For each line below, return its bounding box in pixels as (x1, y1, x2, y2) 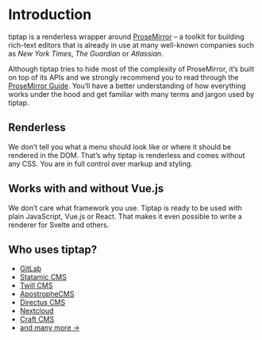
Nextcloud (19, 306, 54, 315)
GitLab (19, 264, 42, 273)
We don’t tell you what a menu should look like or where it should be (8, 141, 232, 152)
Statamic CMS (19, 272, 67, 282)
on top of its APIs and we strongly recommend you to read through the (8, 72, 239, 82)
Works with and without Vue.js (8, 182, 164, 195)
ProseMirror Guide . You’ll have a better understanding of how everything (8, 81, 246, 91)
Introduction (8, 6, 92, 24)
